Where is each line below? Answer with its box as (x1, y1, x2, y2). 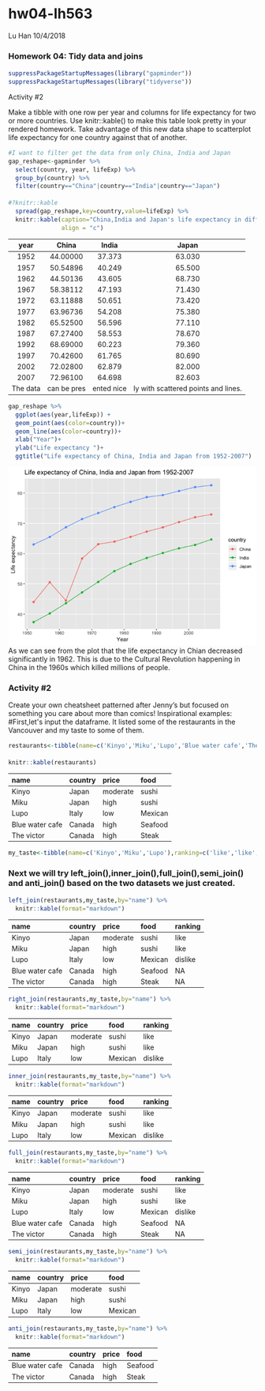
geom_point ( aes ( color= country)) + (15, 419, 125, 427)
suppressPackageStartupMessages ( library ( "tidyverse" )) (8, 78, 192, 86)
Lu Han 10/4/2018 (8, 31, 65, 40)
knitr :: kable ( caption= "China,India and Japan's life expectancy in (15, 215, 242, 224)
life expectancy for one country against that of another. (8, 132, 188, 142)
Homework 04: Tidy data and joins (8, 51, 144, 62)
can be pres (47, 384, 86, 394)
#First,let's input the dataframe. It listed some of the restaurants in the (8, 717, 236, 727)
